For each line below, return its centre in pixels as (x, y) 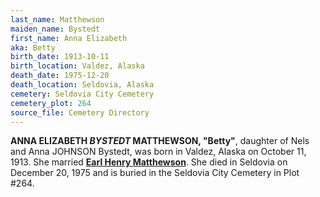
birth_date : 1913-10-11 (60, 57)
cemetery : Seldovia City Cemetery (82, 94)
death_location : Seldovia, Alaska (82, 85)
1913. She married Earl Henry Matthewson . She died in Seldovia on (149, 162)
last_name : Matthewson (57, 19)
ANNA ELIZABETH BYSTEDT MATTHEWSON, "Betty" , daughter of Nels (160, 141)
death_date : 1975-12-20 (60, 76)
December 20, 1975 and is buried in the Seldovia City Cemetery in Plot (155, 173)
